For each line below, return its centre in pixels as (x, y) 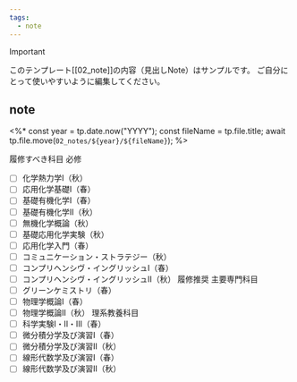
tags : (19, 17)
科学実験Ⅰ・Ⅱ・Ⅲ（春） (64, 324)
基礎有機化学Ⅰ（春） (59, 200)
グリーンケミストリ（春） (69, 290)
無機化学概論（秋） (58, 223)
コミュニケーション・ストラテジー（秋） (97, 257)
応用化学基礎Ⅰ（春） (59, 190)
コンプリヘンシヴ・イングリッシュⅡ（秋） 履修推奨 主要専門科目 (140, 279)
